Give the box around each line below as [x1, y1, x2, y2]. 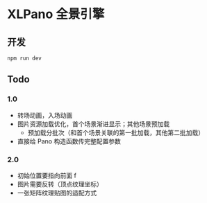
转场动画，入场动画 [17, 111, 73, 119]
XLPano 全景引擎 [7, 6, 105, 22]
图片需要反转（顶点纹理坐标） [17, 179, 103, 188]
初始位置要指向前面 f [17, 171, 76, 179]
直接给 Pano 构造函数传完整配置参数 [17, 136, 122, 145]
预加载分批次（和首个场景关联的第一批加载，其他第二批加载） [27, 128, 205, 136]
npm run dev [7, 55, 42, 62]
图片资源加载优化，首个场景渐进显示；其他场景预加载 [17, 119, 170, 128]
